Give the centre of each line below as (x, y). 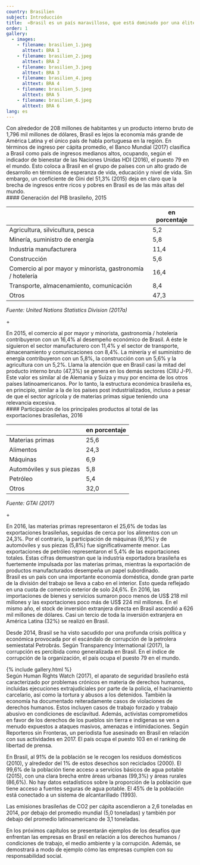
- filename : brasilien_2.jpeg (54, 56)
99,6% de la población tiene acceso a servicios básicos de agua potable (95, 770)
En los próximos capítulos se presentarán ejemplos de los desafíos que (93, 830)
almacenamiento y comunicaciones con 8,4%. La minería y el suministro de (99, 352)
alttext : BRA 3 (41, 73)
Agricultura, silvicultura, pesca (51, 230)
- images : (24, 39)
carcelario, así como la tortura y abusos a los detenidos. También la (89, 695)
